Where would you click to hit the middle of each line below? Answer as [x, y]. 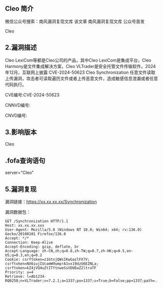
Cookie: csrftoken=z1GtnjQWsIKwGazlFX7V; [48, 260]
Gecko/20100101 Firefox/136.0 [36, 234]
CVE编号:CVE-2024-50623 [32, 95]
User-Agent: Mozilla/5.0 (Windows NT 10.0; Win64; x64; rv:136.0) [73, 230]
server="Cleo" [19, 173]
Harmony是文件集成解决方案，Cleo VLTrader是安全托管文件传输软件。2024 [81, 66]
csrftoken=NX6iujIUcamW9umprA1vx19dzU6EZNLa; [52, 264]
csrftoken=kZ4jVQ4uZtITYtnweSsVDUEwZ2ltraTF [51, 268]
